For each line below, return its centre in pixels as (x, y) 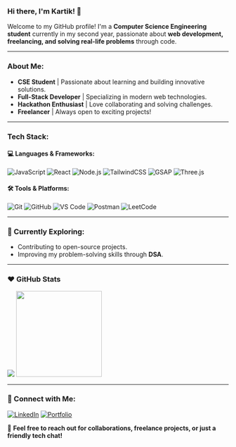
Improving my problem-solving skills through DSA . (90, 254)
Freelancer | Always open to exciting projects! (84, 111)
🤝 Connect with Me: (41, 399)
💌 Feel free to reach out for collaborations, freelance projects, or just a (112, 428)
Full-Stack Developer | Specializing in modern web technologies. (112, 96)
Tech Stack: (28, 137)
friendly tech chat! (35, 435)
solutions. (32, 89)
